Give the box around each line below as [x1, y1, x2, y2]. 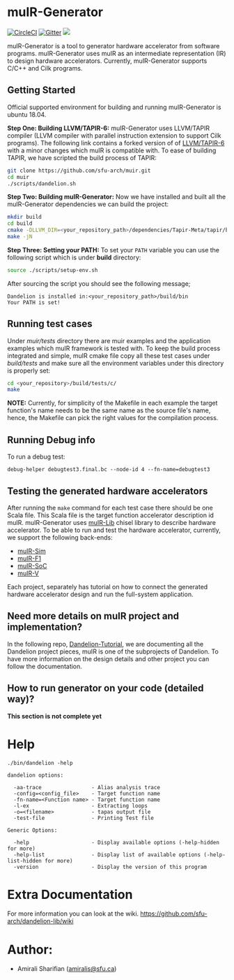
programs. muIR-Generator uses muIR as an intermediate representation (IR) [7, 49, 226, 57]
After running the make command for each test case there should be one [7, 503, 214, 512]
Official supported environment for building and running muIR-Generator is [7, 103, 221, 111]
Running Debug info [7, 434, 95, 446]
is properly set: [7, 366, 51, 375]
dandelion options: [7, 772, 64, 779]
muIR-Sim [17, 547, 47, 555]
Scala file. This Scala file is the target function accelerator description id [7, 511, 214, 519]
